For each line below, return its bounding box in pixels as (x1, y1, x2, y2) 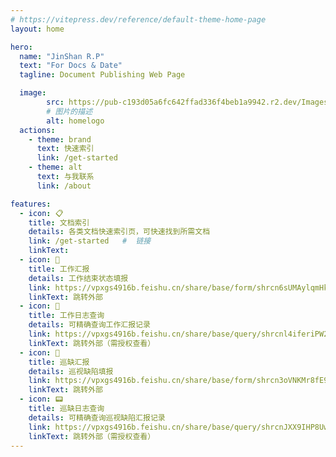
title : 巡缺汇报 (28, 357, 90, 367)
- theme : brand (28, 134, 92, 145)
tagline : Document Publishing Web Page (19, 70, 186, 80)
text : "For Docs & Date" (19, 61, 123, 71)
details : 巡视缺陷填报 (28, 366, 114, 376)
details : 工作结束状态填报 (28, 273, 129, 283)
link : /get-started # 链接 (28, 236, 152, 246)
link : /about (36, 181, 92, 191)
